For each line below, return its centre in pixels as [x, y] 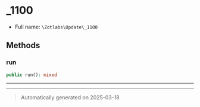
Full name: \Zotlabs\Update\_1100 [56, 27]
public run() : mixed [32, 75]
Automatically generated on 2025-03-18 [70, 97]
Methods [23, 45]
